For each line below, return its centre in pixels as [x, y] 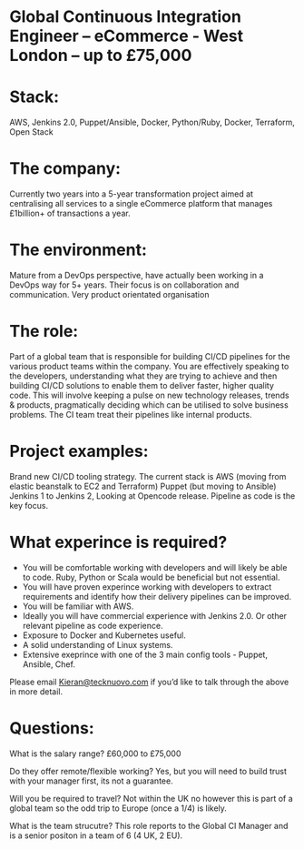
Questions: [52, 728]
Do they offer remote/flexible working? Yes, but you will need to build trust [148, 771]
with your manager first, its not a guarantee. [92, 781]
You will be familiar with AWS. [78, 606]
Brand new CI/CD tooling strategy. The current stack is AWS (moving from [148, 476]
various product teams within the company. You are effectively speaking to [149, 366]
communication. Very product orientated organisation [109, 294]
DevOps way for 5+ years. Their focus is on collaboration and [124, 285]
